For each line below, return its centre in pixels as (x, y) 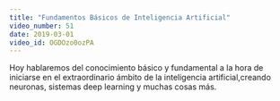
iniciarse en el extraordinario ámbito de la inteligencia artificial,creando (140, 78)
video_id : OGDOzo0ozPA (52, 42)
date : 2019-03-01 (42, 34)
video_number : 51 (42, 26)
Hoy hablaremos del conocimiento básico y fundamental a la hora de (136, 68)
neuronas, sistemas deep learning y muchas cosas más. (113, 87)
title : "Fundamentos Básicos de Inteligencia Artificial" (120, 17)
